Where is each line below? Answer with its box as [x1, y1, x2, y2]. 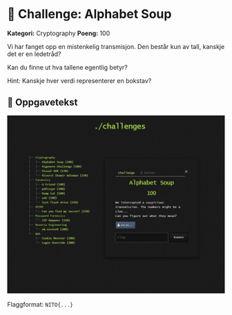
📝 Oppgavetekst [7, 97, 78, 108]
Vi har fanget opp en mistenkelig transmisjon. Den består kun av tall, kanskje [7, 42, 225, 50]
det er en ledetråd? [7, 50, 61, 58]
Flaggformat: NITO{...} [7, 300, 74, 309]
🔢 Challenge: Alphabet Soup [7, 6, 172, 22]
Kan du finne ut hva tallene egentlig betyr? [7, 63, 128, 71]
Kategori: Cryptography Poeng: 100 [7, 29, 110, 37]
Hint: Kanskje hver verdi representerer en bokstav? [7, 76, 152, 85]
